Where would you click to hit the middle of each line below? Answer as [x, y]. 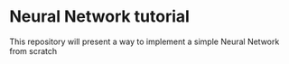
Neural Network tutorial [99, 17]
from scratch [33, 50]
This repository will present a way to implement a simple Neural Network [144, 41]
